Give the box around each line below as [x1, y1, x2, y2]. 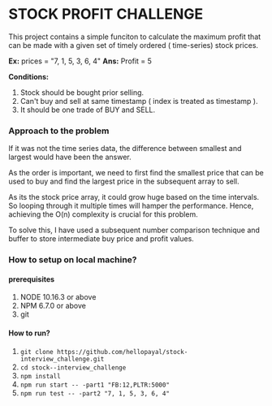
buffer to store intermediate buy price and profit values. [8, 234, 195, 244]
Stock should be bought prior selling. [19, 87, 145, 97]
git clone [19, 348, 54, 356]
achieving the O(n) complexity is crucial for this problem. [8, 209, 198, 219]
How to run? [8, 328, 50, 338]
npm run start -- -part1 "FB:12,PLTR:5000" [19, 381, 171, 389]
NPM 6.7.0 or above [19, 301, 87, 311]
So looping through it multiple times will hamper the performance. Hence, [8, 201, 254, 211]
